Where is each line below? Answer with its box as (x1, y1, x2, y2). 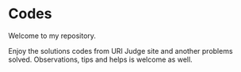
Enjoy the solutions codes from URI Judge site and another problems (8, 46, 233, 55)
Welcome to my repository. (8, 31, 97, 40)
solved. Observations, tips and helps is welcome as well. (8, 55, 193, 64)
